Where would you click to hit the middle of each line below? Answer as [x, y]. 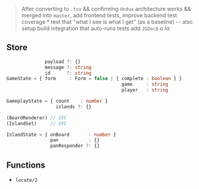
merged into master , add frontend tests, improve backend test [99, 15]
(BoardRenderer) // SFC [37, 118]
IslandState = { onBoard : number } [61, 135]
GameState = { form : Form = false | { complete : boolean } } [94, 79]
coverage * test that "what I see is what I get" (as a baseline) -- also [107, 22]
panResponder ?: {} [75, 146]
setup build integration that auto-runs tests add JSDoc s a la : [96, 28]
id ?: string [68, 73]
